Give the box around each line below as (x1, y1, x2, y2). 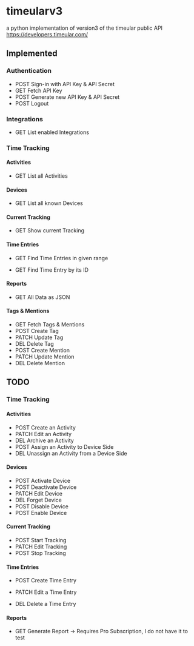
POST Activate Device (15, 477, 71, 484)
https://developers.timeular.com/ (6, 30, 89, 38)
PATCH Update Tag (15, 334, 64, 341)
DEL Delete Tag (15, 340, 54, 348)
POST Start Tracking (15, 536, 67, 543)
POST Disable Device (15, 502, 69, 510)
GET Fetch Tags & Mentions (15, 321, 85, 328)
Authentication (6, 67, 52, 75)
